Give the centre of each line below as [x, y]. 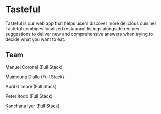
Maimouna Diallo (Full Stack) [35, 77]
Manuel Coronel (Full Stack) [34, 67]
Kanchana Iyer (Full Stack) [32, 106]
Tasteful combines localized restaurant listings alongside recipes [72, 28]
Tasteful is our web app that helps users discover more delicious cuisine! [81, 23]
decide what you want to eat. [35, 39]
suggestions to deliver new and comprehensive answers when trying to [79, 34]
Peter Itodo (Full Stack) [29, 96]
